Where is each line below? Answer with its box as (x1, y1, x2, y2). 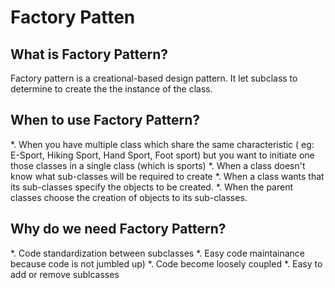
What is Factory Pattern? (10, 46, 169, 63)
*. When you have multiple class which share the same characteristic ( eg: (10, 138, 315, 150)
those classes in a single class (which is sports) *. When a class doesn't (10, 159, 306, 171)
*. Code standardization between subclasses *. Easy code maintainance (10, 247, 306, 259)
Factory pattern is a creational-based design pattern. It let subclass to (10, 72, 298, 84)
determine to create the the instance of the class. (10, 83, 213, 95)
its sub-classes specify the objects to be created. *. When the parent (10, 181, 293, 193)
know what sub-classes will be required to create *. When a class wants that (10, 170, 325, 182)
